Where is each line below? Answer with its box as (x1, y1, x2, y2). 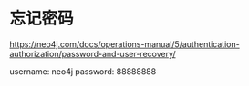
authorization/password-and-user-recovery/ (9, 48, 176, 59)
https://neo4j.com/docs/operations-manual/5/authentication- (9, 38, 240, 50)
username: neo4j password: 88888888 (9, 65, 157, 77)
